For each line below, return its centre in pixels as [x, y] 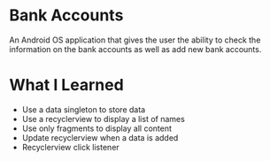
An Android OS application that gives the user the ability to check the [135, 40]
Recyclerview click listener [70, 147]
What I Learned [66, 85]
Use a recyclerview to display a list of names [104, 119]
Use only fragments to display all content [97, 128]
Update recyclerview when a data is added [100, 137]
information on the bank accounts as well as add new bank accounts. [135, 49]
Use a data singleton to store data [84, 109]
